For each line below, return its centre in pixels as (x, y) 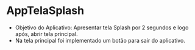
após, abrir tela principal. (46, 34)
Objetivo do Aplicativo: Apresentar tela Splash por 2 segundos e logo (102, 27)
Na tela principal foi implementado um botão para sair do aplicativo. (100, 40)
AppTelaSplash (45, 11)
